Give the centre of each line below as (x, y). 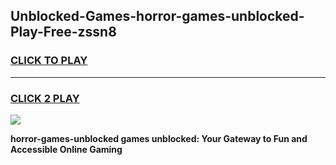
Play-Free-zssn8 (63, 32)
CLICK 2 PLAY (45, 98)
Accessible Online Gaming (66, 149)
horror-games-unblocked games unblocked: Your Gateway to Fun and (159, 138)
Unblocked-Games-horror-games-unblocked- (157, 16)
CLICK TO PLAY (49, 61)
